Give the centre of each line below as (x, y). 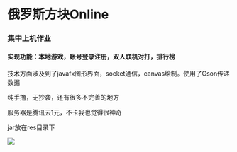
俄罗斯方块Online (58, 14)
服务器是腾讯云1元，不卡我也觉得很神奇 (65, 112)
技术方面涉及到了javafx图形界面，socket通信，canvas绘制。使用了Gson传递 (119, 74)
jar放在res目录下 (31, 127)
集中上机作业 (29, 38)
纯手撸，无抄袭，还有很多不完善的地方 (63, 98)
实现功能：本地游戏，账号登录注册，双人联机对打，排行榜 (91, 57)
